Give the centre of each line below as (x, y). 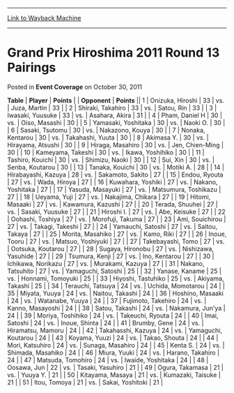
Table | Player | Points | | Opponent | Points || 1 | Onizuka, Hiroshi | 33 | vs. (116, 100)
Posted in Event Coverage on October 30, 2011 (75, 87)
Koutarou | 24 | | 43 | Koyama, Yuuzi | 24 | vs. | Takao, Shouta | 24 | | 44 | (113, 338)
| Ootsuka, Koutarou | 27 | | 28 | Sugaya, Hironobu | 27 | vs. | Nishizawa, (111, 249)
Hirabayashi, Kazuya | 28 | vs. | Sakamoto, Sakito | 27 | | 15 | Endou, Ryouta (115, 175)
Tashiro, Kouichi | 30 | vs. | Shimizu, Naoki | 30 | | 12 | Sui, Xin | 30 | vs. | (111, 160)
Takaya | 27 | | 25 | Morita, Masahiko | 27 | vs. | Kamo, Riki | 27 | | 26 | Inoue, (117, 234)
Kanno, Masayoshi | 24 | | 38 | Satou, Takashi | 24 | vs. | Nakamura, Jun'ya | (116, 308)
